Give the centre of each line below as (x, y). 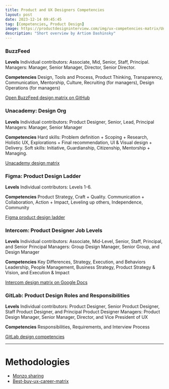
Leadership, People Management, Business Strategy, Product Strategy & (80, 267)
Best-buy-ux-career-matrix (40, 381)
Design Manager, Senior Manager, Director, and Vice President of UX (77, 317)
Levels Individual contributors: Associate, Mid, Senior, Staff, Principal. (77, 62)
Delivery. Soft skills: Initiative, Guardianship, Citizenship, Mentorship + (78, 148)
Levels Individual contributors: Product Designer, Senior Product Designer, (82, 307)
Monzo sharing (28, 376)
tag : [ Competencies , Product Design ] (45, 24)
